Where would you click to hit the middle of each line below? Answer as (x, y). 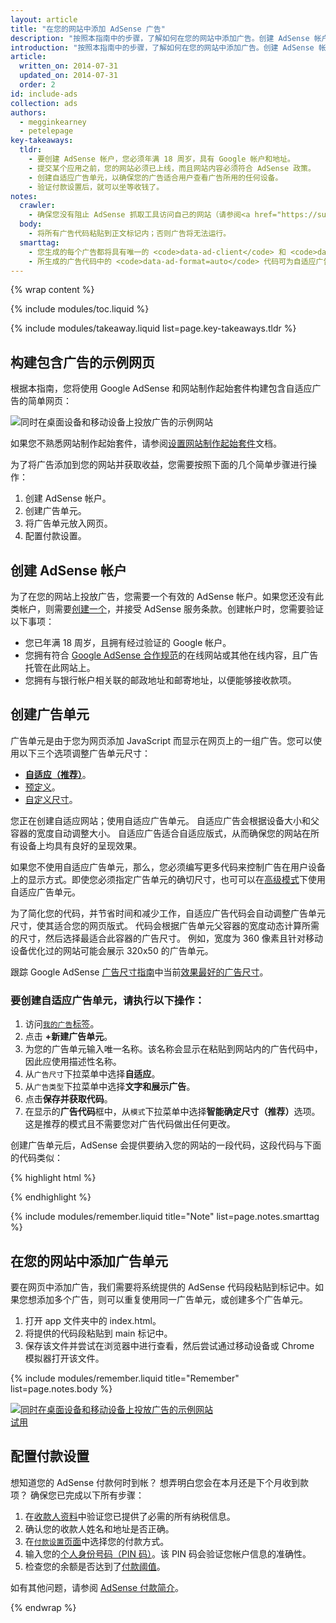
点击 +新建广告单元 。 (68, 1037)
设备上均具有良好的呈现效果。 (80, 845)
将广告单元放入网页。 (68, 523)
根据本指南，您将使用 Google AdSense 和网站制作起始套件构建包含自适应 (161, 388)
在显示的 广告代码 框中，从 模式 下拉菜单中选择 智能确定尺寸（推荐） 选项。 (172, 1112)
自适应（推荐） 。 (58, 774)
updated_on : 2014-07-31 (68, 76)
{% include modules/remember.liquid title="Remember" (125, 1378)
